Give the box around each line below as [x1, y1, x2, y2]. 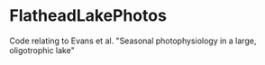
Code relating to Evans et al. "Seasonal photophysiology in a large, [9, 35, 257, 46]
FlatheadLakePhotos [9, 5, 167, 26]
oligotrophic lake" [9, 44, 75, 55]
